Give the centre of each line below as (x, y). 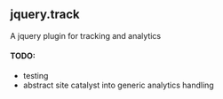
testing (36, 76)
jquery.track (45, 15)
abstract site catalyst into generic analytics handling (118, 85)
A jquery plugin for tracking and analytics (86, 35)
